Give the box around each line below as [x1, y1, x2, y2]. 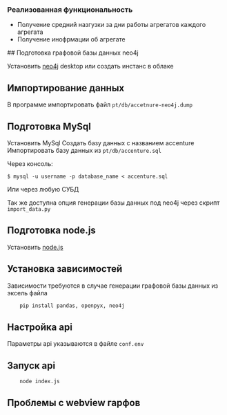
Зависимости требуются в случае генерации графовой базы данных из [7, 282, 219, 290]
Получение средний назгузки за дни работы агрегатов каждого [17, 21, 206, 29]
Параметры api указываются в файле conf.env [7, 340, 144, 348]
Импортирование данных [7, 82, 125, 94]
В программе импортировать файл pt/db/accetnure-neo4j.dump [7, 100, 193, 109]
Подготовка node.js [7, 225, 97, 237]
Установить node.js [7, 243, 63, 251]
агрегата [17, 28, 43, 36]
